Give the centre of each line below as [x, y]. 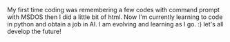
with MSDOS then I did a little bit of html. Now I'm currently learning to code [115, 17]
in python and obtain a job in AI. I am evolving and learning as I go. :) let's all [115, 24]
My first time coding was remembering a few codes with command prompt [113, 10]
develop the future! [35, 31]
